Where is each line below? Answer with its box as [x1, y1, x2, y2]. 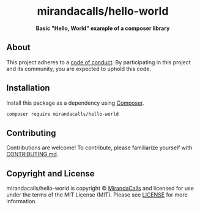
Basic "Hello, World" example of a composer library [35, 24, 170, 32]
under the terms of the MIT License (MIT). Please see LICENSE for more [6, 191, 188, 198]
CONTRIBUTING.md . [6, 151, 59, 158]
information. [6, 198, 37, 205]
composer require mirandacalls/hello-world [6, 111, 119, 117]
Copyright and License [6, 168, 95, 179]
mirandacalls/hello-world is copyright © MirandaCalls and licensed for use [6, 185, 194, 192]
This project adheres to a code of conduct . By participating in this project [6, 58, 191, 66]
